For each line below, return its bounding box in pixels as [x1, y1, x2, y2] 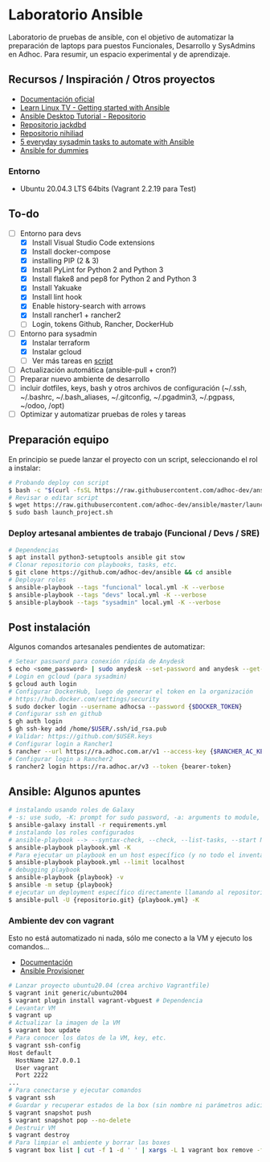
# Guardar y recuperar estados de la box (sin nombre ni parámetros [8, 1101, 243, 1109]
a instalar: [8, 463, 41, 473]
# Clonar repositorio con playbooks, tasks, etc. [8, 561, 178, 569]
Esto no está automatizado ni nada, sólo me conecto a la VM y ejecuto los [8, 932, 253, 943]
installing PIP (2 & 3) [31, 256, 99, 266]
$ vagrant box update [8, 1027, 81, 1035]
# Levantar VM [8, 1004, 56, 1012]
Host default [8, 1048, 52, 1057]
